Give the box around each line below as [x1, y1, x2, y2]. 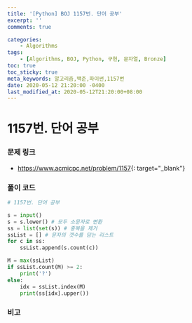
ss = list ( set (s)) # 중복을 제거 [7, 225, 98, 232]
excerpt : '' [7, 17, 42, 24]
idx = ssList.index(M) [20, 283, 86, 290]
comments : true [7, 23, 52, 30]
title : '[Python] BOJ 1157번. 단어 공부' [7, 10, 123, 18]
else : [7, 277, 23, 284]
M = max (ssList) [7, 257, 55, 264]
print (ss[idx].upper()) [20, 289, 90, 297]
